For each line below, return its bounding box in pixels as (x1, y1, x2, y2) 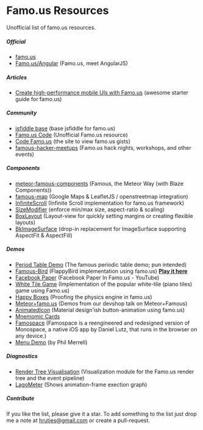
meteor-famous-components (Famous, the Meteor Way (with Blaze (15, 180, 184, 187)
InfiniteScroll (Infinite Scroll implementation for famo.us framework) (15, 199, 185, 206)
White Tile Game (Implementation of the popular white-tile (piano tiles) (15, 280, 193, 287)
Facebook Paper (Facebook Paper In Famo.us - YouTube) (15, 273, 160, 281)
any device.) (15, 332, 47, 339)
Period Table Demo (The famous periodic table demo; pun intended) (15, 261, 187, 268)
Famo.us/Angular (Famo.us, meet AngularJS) (15, 59, 128, 67)
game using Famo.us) (15, 287, 70, 294)
